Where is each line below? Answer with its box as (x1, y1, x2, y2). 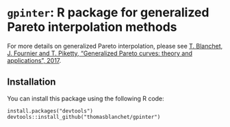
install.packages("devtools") (7, 107, 94, 114)
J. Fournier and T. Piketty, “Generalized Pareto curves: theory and (7, 49, 193, 57)
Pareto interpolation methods (7, 19, 177, 35)
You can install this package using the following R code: (7, 94, 164, 102)
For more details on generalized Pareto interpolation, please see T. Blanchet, (7, 42, 223, 50)
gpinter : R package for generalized (7, 5, 209, 20)
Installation (7, 76, 56, 88)
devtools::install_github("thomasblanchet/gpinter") (7, 113, 161, 120)
